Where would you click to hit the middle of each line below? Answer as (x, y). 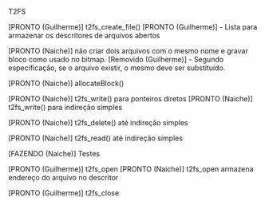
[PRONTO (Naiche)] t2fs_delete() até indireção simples (98, 122)
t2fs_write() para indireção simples (65, 107)
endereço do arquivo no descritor (63, 177)
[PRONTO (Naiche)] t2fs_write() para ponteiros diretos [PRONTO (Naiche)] (131, 99)
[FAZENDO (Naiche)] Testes (54, 154)
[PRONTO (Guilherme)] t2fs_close (64, 193)
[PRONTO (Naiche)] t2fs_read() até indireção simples (96, 138)
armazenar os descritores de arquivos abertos (84, 35)
